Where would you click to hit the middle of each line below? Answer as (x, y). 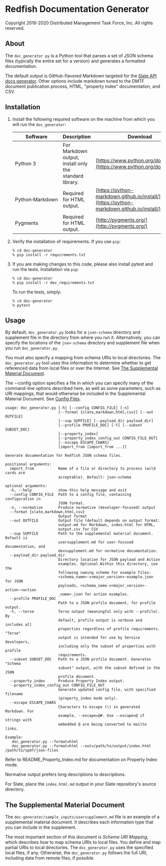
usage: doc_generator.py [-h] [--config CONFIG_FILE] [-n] (67, 408)
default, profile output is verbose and (100, 620)
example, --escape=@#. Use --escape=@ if (101, 716)
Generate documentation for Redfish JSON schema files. (64, 456)
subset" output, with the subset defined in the (109, 668)
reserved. (15, 28)
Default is (16, 538)
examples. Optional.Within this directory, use (108, 564)
